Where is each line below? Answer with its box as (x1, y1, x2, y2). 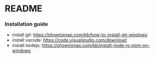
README (5, 3, 43, 14)
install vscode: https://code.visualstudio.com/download (12, 37, 127, 43)
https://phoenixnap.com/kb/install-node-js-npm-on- (42, 43, 150, 49)
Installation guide (5, 21, 48, 28)
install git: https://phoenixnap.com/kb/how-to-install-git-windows (12, 32, 147, 38)
